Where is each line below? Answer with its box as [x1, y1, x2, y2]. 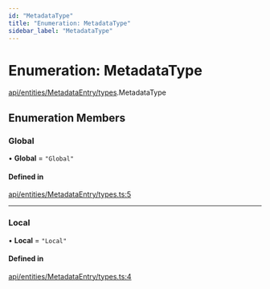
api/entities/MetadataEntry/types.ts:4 [8, 271, 132, 281]
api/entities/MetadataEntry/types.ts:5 [8, 189, 132, 199]
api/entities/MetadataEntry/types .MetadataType [8, 88, 166, 97]
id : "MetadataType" [8, 11, 74, 20]
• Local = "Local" [8, 235, 67, 245]
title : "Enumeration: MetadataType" [8, 19, 131, 27]
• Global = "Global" [8, 153, 75, 163]
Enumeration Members [8, 111, 126, 124]
